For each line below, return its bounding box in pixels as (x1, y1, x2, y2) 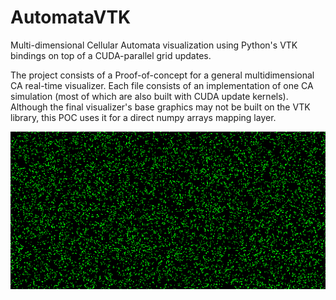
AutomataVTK (10, 6, 132, 29)
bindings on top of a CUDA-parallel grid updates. (10, 49, 212, 61)
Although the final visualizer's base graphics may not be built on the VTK (10, 101, 311, 113)
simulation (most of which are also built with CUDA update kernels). (10, 90, 289, 102)
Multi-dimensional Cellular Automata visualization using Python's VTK (10, 39, 298, 51)
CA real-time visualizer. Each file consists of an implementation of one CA (10, 79, 314, 91)
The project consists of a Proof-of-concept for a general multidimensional (10, 69, 315, 81)
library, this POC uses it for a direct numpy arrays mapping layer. (10, 111, 277, 123)
